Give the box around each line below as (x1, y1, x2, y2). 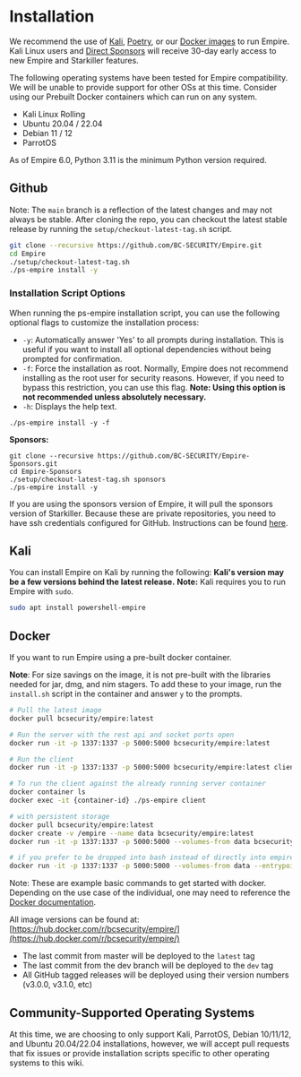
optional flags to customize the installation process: (9, 316, 200, 328)
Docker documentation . (9, 897, 97, 908)
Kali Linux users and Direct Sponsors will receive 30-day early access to (9, 45, 277, 56)
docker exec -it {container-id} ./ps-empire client (9, 796, 206, 806)
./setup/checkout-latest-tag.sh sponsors (9, 475, 167, 484)
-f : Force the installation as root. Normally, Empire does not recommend (21, 363, 288, 374)
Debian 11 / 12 (21, 127, 73, 138)
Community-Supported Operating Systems (9, 1005, 255, 1021)
